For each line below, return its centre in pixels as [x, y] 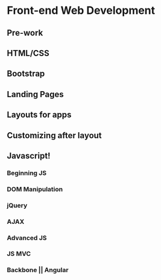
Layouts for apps [39, 115]
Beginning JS [27, 173]
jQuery [17, 205]
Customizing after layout [54, 135]
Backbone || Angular [38, 270]
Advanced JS [27, 238]
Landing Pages [35, 94]
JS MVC [19, 254]
